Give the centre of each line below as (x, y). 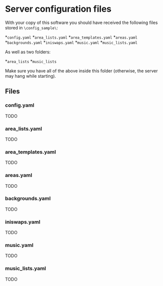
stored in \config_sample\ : (31, 27)
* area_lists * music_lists (31, 61)
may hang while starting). (31, 76)
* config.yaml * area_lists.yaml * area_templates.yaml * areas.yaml (71, 37)
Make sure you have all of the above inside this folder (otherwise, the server (81, 71)
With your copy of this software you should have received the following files (81, 22)
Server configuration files (58, 9)
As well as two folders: (28, 52)
